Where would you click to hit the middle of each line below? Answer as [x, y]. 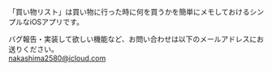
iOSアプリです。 [56, 22]
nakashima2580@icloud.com [57, 58]
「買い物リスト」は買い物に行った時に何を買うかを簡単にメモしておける [129, 12]
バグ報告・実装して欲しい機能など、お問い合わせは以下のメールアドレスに [133, 39]
